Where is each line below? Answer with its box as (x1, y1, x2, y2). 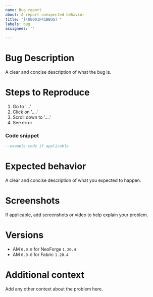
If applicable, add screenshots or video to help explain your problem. (5, 212, 148, 218)
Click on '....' (12, 109, 38, 115)
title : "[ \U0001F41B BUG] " (5, 17, 62, 22)
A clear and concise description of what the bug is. (5, 69, 112, 75)
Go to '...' (12, 104, 31, 109)
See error (12, 120, 33, 125)
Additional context (5, 269, 85, 281)
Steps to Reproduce (5, 87, 90, 98)
